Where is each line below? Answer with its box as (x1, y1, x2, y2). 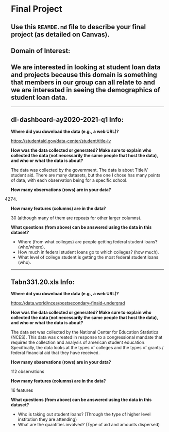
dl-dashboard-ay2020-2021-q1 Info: (11, 115, 124, 124)
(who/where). (17, 244, 46, 250)
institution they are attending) (17, 416, 77, 422)
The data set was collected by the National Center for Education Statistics (11, 329, 159, 335)
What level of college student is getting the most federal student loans (17, 254, 159, 260)
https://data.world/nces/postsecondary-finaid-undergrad (11, 300, 125, 306)
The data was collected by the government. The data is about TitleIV (11, 167, 148, 173)
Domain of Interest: (11, 47, 70, 55)
